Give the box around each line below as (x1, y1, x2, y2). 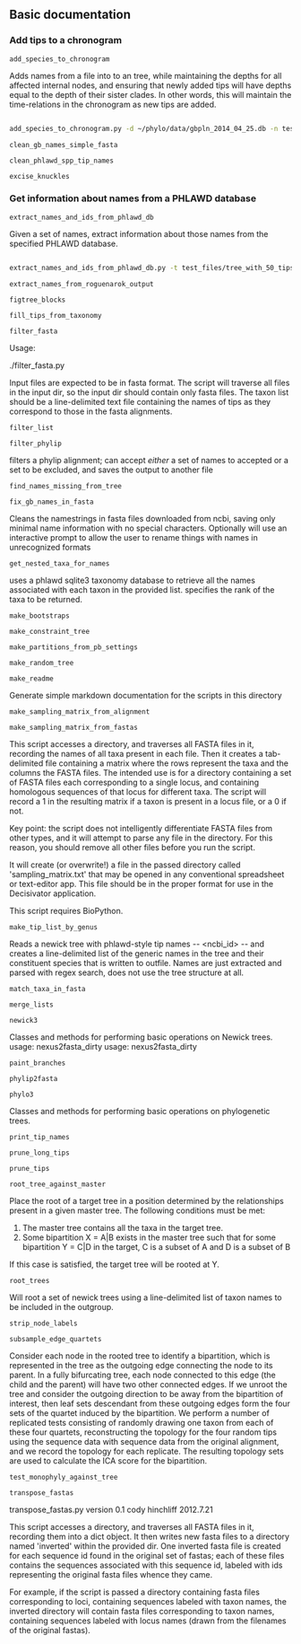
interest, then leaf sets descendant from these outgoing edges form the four (9, 1398, 291, 1409)
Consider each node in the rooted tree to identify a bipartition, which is (9, 1350, 271, 1361)
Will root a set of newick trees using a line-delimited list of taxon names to (9, 1292, 282, 1303)
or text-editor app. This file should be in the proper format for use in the (9, 878, 274, 889)
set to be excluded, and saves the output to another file (9, 464, 213, 475)
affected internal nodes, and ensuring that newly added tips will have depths (9, 80, 292, 91)
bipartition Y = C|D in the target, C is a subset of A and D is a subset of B (21, 1241, 291, 1252)
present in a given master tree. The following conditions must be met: (9, 1205, 266, 1216)
